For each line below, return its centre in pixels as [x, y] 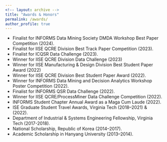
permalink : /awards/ [27, 19]
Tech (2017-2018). [31, 123]
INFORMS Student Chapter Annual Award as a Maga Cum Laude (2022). [87, 102]
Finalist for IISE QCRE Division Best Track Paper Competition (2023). [83, 49]
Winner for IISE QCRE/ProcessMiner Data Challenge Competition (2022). [87, 97]
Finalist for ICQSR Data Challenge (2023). [55, 54]
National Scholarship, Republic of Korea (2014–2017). [67, 129]
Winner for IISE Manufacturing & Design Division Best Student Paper [83, 65]
